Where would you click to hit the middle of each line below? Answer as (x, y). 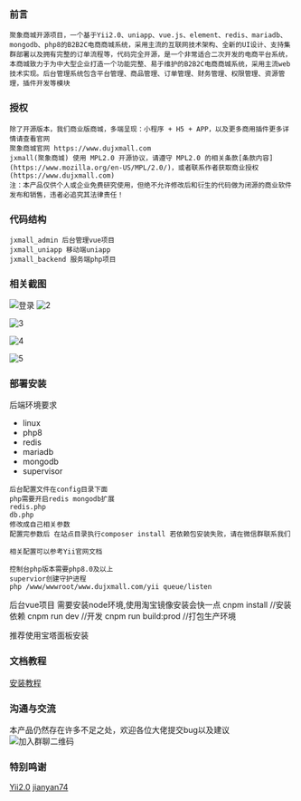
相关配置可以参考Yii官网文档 (56, 552)
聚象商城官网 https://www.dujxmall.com (80, 148)
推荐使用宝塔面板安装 (49, 635)
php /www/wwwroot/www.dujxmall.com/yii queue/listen (111, 587)
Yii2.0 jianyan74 (39, 787)
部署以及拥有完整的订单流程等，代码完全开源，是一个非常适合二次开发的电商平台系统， (154, 55)
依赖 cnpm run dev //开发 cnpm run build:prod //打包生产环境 (123, 616)
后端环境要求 (33, 405)
